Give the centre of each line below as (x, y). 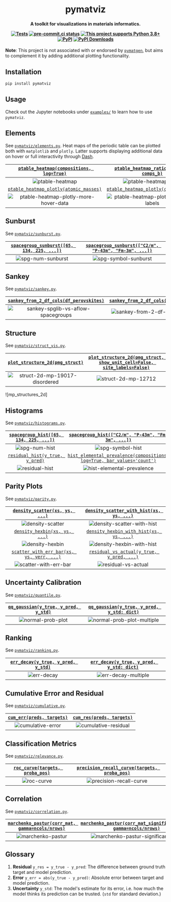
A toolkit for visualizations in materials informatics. (85, 23)
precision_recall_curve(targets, (117, 768)
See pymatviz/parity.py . (31, 499)
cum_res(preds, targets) (103, 718)
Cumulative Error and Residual (54, 693)
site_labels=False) (126, 368)
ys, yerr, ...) (43, 557)
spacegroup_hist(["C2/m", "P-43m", (112, 435)
